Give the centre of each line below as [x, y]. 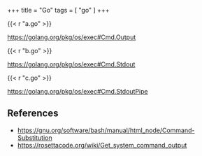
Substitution [35, 137]
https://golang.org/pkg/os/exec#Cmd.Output [72, 37]
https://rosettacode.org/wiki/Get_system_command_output [102, 145]
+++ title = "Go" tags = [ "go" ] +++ [58, 10]
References [33, 114]
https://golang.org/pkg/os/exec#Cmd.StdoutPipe [78, 91]
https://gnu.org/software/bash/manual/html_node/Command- [106, 130]
